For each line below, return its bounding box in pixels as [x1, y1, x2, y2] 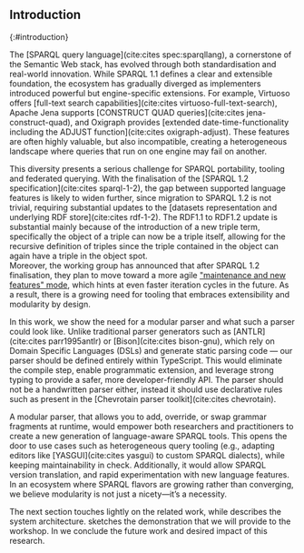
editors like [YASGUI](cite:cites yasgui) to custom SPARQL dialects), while [9, 449, 286, 460]
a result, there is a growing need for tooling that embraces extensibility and [9, 288, 290, 299]
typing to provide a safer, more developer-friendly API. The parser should [9, 374, 284, 385]
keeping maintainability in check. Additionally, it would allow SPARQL [9, 459, 267, 470]
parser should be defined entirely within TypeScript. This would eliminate [9, 355, 283, 366]
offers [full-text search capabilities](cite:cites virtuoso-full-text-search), [9, 97, 278, 108]
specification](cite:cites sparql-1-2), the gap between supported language [9, 182, 286, 194]
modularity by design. [9, 298, 91, 309]
